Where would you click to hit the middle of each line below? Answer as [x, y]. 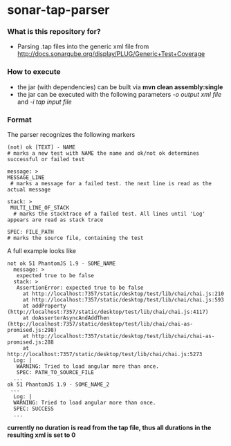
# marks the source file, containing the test [75, 238]
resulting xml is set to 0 [41, 435]
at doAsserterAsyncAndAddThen [66, 318]
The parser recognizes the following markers [71, 135]
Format [20, 120]
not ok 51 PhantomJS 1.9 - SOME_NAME [62, 264]
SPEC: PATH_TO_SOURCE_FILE [55, 373]
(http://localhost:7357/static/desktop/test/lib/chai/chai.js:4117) [108, 312]
